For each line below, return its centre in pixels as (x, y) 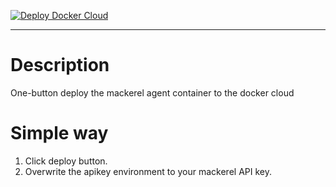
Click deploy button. (66, 161)
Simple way (59, 133)
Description (60, 65)
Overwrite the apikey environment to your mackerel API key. (148, 171)
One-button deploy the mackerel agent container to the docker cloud (152, 92)
